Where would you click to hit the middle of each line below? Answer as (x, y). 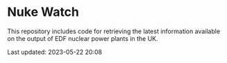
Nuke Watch (43, 12)
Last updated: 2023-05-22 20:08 (55, 52)
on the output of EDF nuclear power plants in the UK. (83, 38)
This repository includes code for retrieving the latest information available (114, 31)
